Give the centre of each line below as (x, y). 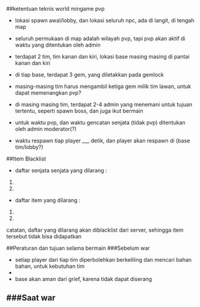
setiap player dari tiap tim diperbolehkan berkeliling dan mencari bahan (103, 260)
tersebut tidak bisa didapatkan (44, 236)
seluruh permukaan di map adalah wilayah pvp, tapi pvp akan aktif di (100, 38)
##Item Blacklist (26, 159)
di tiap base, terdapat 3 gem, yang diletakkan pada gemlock (89, 74)
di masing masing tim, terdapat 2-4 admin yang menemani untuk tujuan (104, 104)
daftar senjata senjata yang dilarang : (61, 170)
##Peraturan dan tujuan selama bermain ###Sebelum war (78, 248)
